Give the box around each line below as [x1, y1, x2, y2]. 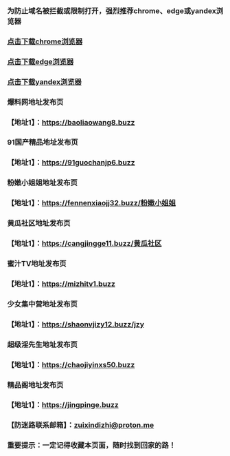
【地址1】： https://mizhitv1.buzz [7, 279, 115, 289]
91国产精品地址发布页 [7, 138, 78, 147]
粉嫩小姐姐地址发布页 [7, 178, 78, 187]
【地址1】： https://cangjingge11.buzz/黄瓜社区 [7, 239, 162, 249]
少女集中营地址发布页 [7, 299, 78, 309]
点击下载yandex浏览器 [7, 77, 82, 87]
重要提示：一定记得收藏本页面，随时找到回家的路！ [7, 441, 176, 450]
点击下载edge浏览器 [7, 56, 74, 66]
